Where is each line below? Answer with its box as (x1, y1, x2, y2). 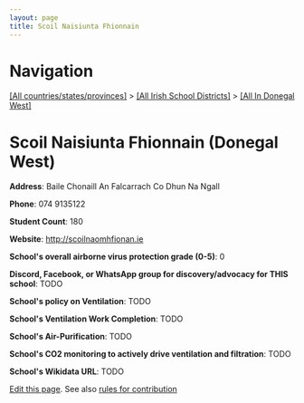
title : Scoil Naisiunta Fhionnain (9, 22, 140, 31)
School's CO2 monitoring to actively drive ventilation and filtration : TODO (9, 349, 291, 360)
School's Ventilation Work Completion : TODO (9, 313, 184, 324)
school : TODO (9, 278, 63, 290)
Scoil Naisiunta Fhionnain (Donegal (9, 132, 279, 152)
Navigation (9, 61, 93, 82)
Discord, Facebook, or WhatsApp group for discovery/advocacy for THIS (9, 269, 289, 280)
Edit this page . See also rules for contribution (9, 384, 178, 395)
